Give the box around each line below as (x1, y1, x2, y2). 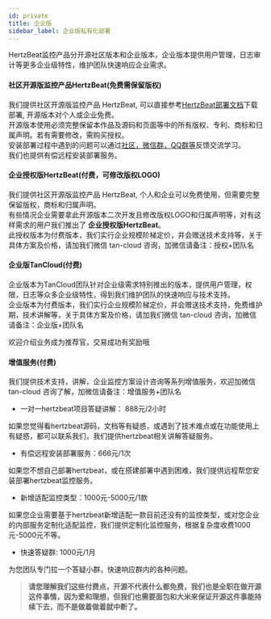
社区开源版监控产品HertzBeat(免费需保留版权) (8, 80, 162, 90)
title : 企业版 (8, 19, 52, 27)
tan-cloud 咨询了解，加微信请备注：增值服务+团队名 (8, 387, 182, 397)
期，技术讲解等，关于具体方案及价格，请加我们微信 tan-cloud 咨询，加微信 (8, 309, 256, 319)
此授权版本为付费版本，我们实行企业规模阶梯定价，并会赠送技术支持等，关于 (8, 229, 263, 239)
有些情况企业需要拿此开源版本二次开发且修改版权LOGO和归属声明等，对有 (8, 209, 255, 219)
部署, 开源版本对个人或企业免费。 (8, 110, 119, 120)
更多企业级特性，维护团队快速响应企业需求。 (22, 60, 171, 69)
